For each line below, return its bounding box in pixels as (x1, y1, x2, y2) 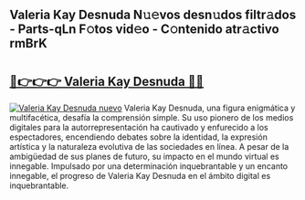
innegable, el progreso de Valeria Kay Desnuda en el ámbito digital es (9, 171, 271, 181)
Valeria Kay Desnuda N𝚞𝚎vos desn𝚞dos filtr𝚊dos (9, 7, 297, 23)
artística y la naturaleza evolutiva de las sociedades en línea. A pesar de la (9, 142, 289, 152)
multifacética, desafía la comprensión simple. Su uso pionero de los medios (9, 112, 294, 122)
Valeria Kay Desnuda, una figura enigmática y (123, 102, 296, 113)
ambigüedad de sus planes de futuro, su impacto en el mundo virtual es (9, 151, 280, 162)
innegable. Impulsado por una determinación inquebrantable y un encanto (9, 161, 289, 172)
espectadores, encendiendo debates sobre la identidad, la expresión (9, 132, 268, 142)
